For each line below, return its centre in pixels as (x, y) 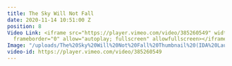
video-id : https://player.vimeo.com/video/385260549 (85, 52)
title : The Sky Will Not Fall (51, 13)
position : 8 (24, 26)
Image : (17, 45)
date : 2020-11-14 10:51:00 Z (49, 20)
